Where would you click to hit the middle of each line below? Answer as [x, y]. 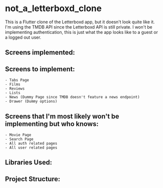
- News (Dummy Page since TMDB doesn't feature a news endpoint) [72, 97]
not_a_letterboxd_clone [53, 8]
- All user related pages [31, 148]
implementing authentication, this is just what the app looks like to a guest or [81, 32]
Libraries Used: [29, 163]
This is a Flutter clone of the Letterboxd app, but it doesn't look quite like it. [80, 22]
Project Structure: [33, 179]
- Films [13, 85]
